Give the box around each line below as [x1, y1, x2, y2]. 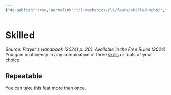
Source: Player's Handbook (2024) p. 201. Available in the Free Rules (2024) [5, 46, 166, 52]
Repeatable [5, 72, 42, 80]
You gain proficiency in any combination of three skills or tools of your [5, 51, 152, 57]
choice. [5, 57, 21, 63]
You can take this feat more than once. [5, 85, 87, 91]
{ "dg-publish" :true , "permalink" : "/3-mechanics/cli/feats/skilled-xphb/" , [5, 7, 165, 13]
